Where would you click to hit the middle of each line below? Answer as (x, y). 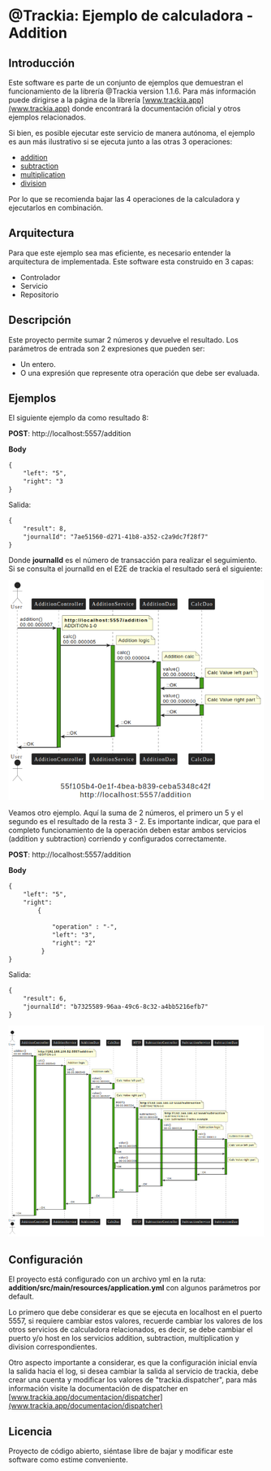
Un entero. (38, 364)
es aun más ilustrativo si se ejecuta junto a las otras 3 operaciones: (120, 142)
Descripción (40, 320)
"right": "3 (43, 482)
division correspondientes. (53, 1347)
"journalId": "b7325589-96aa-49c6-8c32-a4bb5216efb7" (116, 1007)
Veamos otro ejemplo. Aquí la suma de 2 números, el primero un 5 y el (126, 813)
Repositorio (39, 295)
